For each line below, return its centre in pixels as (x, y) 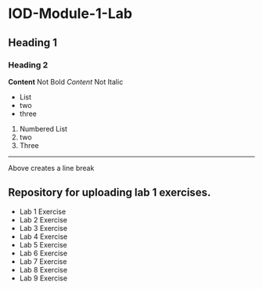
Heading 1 (32, 43)
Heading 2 (28, 65)
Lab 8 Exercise (43, 269)
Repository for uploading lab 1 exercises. (110, 193)
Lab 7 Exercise (43, 261)
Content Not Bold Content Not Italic (66, 81)
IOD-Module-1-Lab (70, 14)
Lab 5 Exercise (43, 244)
